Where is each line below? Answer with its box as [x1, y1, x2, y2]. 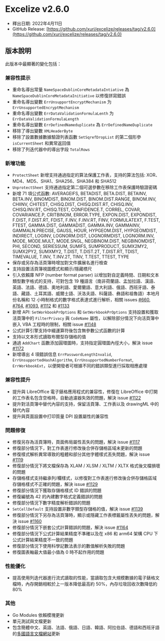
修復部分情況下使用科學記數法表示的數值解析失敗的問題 [12, 543, 125, 549]
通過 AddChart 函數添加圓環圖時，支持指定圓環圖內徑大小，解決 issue [12, 340, 153, 346]
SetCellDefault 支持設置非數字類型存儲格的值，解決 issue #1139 [12, 506, 143, 512]
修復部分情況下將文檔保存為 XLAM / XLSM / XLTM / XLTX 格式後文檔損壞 [12, 463, 161, 469]
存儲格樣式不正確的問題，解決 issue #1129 [12, 481, 98, 487]
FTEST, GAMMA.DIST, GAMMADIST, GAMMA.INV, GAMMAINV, [12, 222, 141, 228]
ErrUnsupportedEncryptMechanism [12, 105, 79, 111]
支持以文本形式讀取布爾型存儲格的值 [12, 334, 86, 340]
